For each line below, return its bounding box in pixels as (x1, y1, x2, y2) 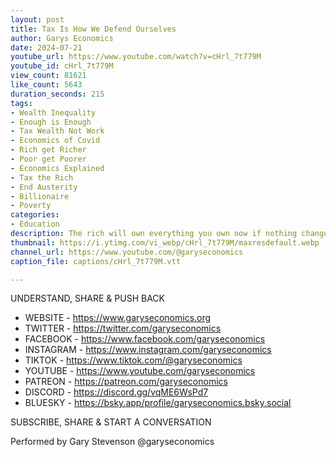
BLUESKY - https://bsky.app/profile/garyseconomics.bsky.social (24, 397, 292, 409)
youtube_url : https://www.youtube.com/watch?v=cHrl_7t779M (10, 52, 262, 62)
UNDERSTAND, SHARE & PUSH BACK (10, 292, 165, 305)
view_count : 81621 (10, 71, 87, 81)
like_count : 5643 (10, 80, 83, 90)
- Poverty (10, 201, 52, 211)
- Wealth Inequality (10, 107, 97, 118)
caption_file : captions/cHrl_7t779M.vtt (10, 256, 182, 266)
